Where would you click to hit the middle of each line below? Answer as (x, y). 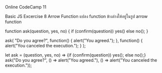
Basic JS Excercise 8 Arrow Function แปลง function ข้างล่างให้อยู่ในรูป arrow (76, 16)
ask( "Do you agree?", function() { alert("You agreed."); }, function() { (74, 40)
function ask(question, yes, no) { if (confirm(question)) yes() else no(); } (77, 31)
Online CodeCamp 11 (26, 7)
